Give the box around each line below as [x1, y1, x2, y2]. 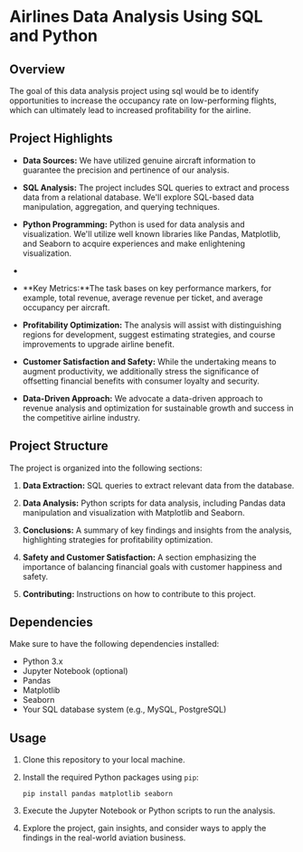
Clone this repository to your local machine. [22, 754, 185, 765]
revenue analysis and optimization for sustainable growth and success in [22, 402, 294, 413]
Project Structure [9, 439, 109, 454]
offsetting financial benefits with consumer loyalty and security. [22, 375, 260, 386]
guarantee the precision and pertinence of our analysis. [22, 165, 230, 175]
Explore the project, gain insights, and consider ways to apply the [22, 823, 267, 834]
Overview [9, 62, 66, 77]
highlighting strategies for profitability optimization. [22, 534, 213, 544]
